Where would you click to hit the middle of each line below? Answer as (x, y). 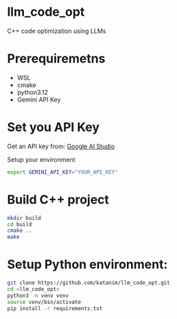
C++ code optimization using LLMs (57, 31)
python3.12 (33, 92)
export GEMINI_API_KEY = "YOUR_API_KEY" (62, 172)
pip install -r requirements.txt (55, 308)
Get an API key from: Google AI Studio (61, 146)
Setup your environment (41, 159)
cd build (20, 224)
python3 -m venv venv (38, 296)
